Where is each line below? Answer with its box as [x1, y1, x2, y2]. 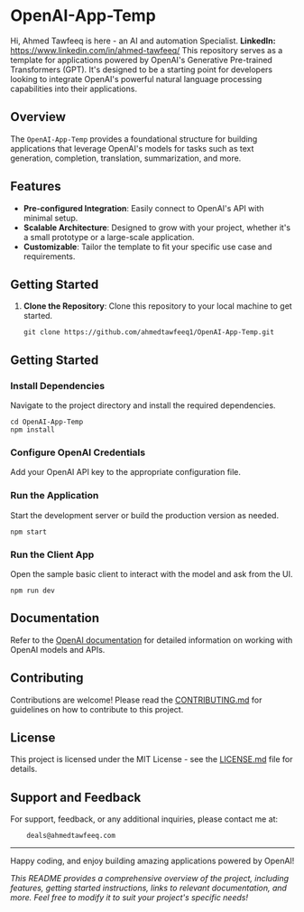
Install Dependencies [10, 379, 106, 392]
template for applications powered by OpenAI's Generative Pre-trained [10, 54, 273, 65]
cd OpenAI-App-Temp [10, 417, 84, 427]
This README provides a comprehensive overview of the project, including [10, 873, 290, 884]
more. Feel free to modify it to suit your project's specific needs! [10, 892, 249, 903]
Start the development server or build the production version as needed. [10, 509, 279, 520]
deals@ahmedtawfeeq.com [26, 832, 116, 841]
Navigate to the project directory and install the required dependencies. [10, 400, 276, 411]
